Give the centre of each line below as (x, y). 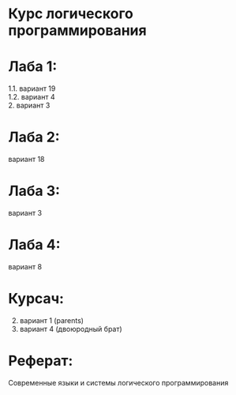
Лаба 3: (34, 191)
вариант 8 (25, 266)
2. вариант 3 (29, 105)
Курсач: (36, 299)
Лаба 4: (34, 245)
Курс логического (71, 14)
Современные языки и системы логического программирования (118, 382)
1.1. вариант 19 (32, 88)
